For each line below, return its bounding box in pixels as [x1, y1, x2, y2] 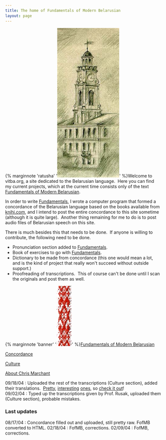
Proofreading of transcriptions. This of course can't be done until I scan [12, 271, 160, 277]
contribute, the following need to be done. [5, 234, 91, 240]
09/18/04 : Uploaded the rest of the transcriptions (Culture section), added [5, 380, 158, 386]
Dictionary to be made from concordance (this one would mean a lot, [12, 255, 154, 261]
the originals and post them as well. [12, 276, 85, 282]
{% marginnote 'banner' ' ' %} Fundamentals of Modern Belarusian [5, 341, 155, 347]
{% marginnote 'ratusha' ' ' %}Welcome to [5, 172, 153, 179]
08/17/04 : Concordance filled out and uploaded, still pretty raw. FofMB [5, 419, 150, 426]
